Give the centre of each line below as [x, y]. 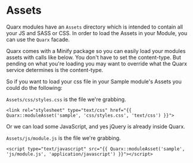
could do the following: [34, 87]
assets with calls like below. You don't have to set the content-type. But [94, 57]
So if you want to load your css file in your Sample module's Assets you [94, 81]
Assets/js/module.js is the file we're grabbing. [63, 138]
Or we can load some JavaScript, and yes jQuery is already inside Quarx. [96, 126]
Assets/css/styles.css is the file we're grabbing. [66, 99]
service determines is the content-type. [55, 70]
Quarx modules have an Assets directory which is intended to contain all [95, 27]
